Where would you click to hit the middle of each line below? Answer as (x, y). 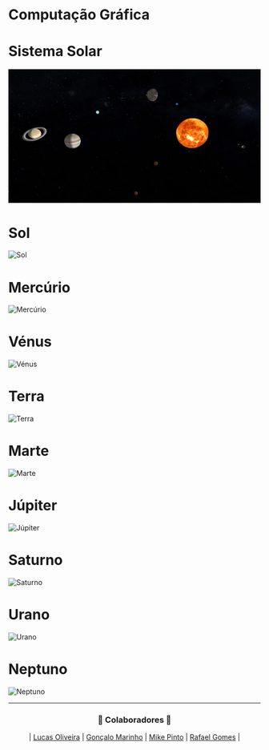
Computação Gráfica (79, 15)
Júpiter (33, 506)
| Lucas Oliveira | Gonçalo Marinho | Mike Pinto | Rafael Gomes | (134, 737)
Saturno (36, 560)
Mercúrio (39, 287)
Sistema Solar (55, 52)
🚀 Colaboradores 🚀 (134, 720)
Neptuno (38, 669)
